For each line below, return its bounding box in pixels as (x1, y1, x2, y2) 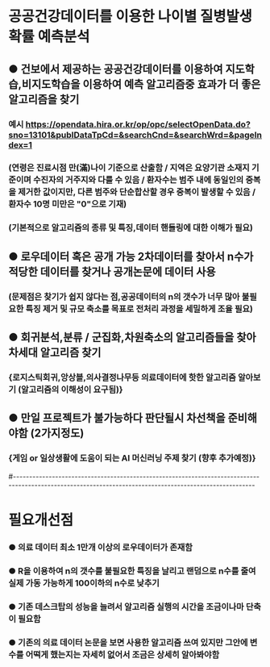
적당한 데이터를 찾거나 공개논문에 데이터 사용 (8, 265, 216, 278)
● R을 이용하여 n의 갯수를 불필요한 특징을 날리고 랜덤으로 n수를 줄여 (8, 565, 256, 577)
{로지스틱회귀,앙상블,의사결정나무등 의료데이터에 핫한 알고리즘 (8, 372, 236, 383)
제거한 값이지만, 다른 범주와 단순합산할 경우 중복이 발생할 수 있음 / (17, 186, 256, 198)
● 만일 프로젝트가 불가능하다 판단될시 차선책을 (8, 411, 226, 425)
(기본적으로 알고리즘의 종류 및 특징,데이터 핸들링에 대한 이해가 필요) (8, 223, 254, 234)
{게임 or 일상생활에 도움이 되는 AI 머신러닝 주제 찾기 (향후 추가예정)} (8, 452, 256, 464)
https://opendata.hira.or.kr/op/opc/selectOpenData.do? (25, 119, 251, 130)
